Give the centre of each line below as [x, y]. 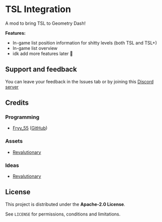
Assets [14, 141]
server [12, 87]
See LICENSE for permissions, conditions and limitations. [63, 214]
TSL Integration [38, 9]
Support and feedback [41, 69]
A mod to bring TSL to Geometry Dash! [46, 23]
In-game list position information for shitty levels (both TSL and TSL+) [85, 43]
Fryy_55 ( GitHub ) [30, 128]
